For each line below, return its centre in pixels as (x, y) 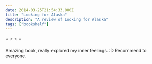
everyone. (16, 56)
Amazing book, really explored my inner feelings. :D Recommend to (76, 51)
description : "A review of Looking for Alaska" (57, 19)
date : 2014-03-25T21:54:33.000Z (40, 10)
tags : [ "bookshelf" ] (27, 24)
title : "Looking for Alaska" (36, 15)
